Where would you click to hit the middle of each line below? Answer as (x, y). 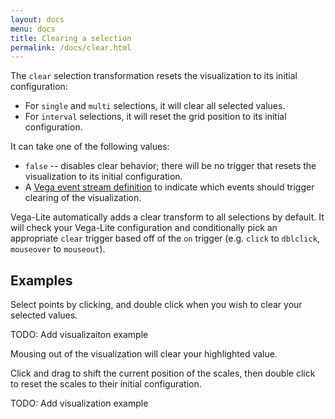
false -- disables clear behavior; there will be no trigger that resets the (170, 166)
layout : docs (37, 19)
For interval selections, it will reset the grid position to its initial (155, 117)
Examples (41, 280)
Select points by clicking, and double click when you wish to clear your (156, 305)
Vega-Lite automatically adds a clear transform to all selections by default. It (167, 217)
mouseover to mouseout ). (58, 249)
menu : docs (33, 29)
